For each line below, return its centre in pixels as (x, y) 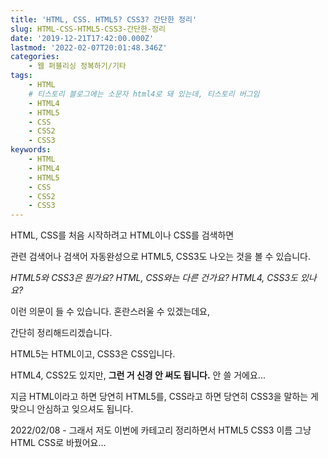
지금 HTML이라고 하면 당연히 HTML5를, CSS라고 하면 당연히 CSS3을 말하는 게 (164, 397)
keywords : (31, 150)
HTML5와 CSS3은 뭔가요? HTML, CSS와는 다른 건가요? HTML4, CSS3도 (154, 278)
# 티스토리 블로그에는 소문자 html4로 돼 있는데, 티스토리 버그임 (144, 94)
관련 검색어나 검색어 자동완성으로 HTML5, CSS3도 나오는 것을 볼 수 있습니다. (160, 257)
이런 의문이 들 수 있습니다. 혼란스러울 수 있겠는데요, (110, 312)
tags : (21, 76)
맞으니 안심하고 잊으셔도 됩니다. (72, 409)
